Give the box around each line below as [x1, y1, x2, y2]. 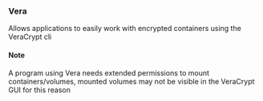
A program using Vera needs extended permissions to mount [8, 68, 210, 77]
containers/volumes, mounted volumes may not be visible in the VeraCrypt [8, 76, 255, 86]
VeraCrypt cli [8, 32, 52, 41]
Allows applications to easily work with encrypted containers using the [8, 24, 242, 33]
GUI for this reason [8, 85, 71, 95]
